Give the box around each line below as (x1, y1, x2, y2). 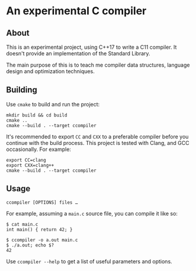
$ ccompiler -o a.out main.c (6, 237, 78, 243)
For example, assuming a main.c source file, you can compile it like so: (6, 210, 178, 217)
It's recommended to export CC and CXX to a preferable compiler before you (6, 133, 189, 140)
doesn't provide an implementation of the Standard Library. (6, 50, 150, 57)
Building (6, 85, 37, 95)
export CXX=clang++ (6, 162, 54, 168)
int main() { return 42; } (6, 226, 73, 232)
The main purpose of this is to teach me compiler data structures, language (6, 61, 190, 68)
